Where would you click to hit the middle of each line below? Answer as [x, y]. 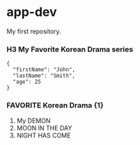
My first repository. [34, 31]
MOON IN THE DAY [44, 128]
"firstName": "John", [44, 70]
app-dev [32, 12]
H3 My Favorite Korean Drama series [70, 49]
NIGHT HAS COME [44, 135]
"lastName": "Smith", [44, 76]
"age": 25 [27, 82]
